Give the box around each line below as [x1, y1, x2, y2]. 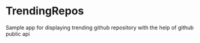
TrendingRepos [5, 4, 84, 18]
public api [5, 30, 30, 37]
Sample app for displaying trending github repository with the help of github [5, 24, 194, 31]
